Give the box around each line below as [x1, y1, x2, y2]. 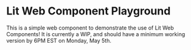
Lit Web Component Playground [6, 4, 171, 18]
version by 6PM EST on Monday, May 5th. [6, 37, 111, 44]
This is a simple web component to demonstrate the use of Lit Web [6, 24, 175, 31]
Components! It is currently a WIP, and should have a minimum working [6, 30, 186, 37]
